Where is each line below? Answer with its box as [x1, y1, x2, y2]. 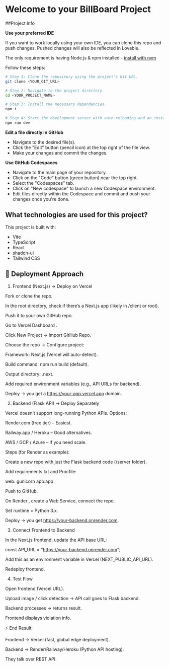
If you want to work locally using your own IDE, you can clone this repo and [5, 39, 161, 46]
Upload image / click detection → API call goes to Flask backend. [5, 595, 140, 601]
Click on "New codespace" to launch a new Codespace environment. [12, 185, 156, 191]
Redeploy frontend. [5, 566, 45, 572]
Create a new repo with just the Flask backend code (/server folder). [5, 459, 147, 465]
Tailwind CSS [12, 255, 40, 261]
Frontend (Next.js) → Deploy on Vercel [12, 283, 93, 289]
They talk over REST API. [5, 656, 57, 662]
